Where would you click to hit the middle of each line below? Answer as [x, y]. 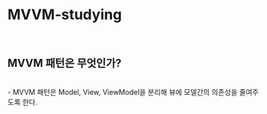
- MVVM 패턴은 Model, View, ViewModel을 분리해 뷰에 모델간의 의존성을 [122, 92]
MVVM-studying [65, 15]
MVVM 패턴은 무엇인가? [64, 63]
